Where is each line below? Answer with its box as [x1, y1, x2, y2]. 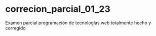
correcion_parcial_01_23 [5, 3, 110, 15]
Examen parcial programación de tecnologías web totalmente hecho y [5, 20, 151, 26]
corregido [5, 25, 26, 31]
